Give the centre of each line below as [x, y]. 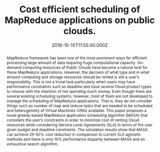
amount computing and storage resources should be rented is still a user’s [73, 77]
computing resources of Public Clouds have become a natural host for [85, 67]
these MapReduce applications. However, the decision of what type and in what [78, 72]
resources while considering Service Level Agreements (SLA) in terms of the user [79, 125]
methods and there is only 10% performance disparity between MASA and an [76, 139]
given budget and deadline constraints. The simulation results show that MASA [77, 129]
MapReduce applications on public [80, 20]
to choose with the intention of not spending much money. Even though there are [79, 91]
